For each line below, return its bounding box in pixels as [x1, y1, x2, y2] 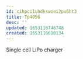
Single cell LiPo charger [6, 46, 63, 53]
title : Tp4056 [6, 14, 41, 20]
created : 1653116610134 [6, 30, 64, 36]
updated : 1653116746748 [6, 25, 64, 31]
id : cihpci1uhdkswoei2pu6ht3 [6, 8, 77, 15]
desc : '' [6, 19, 27, 25]
